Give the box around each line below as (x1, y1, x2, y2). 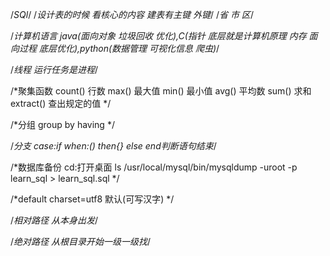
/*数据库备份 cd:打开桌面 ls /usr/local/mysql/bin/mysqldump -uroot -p (10, 161, 298, 173)
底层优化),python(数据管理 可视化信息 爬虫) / (38, 43, 220, 54)
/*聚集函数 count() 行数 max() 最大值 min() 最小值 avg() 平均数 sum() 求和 (10, 85, 312, 97)
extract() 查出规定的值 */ (10, 98, 112, 109)
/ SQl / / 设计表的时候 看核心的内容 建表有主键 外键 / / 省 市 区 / (10, 9, 254, 20)
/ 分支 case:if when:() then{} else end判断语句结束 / (10, 140, 217, 152)
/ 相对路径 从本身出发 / (10, 214, 99, 226)
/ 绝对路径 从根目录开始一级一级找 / (10, 236, 152, 247)
